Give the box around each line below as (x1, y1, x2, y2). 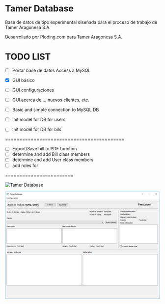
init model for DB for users (12, 116, 66, 123)
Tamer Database (5, 3, 74, 14)
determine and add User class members (12, 157, 94, 163)
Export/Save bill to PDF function (12, 146, 77, 152)
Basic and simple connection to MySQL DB (12, 107, 99, 113)
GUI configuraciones (12, 87, 55, 93)
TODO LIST (5, 51, 51, 62)
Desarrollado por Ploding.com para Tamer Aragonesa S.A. (5, 34, 123, 40)
